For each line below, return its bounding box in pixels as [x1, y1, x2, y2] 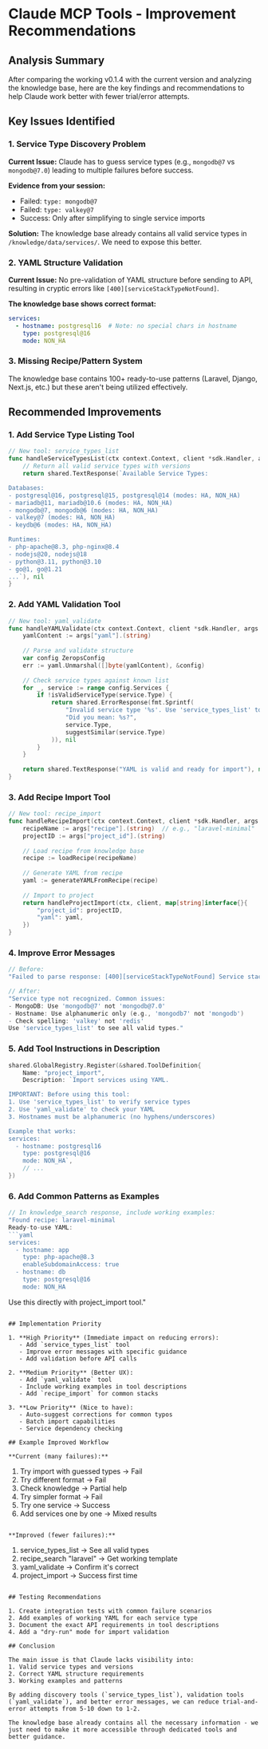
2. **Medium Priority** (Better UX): [8, 1368, 134, 1376]
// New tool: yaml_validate [8, 617, 102, 625]
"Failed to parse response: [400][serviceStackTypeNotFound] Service [8, 973, 245, 981]
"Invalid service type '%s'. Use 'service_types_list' [65, 706, 251, 714]
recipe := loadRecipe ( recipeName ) [22, 855, 137, 863]
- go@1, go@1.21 [8, 565, 62, 573]
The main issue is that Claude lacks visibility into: [8, 1656, 195, 1664]
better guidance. [8, 1732, 66, 1740]
